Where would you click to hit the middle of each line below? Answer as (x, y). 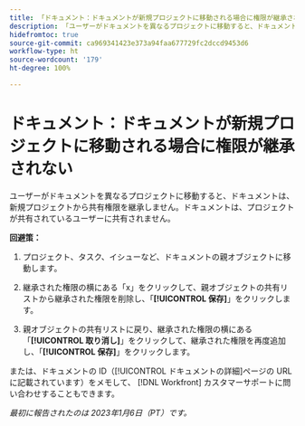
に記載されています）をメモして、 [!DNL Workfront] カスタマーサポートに (146, 382)
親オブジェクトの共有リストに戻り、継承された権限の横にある (138, 329)
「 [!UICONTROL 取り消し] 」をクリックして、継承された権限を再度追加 (154, 340)
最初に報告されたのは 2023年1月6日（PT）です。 (100, 412)
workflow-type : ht (44, 52)
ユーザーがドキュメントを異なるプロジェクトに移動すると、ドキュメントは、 (152, 195)
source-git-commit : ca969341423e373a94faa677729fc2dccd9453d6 (129, 43)
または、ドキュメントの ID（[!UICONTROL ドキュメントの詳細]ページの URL (151, 371)
